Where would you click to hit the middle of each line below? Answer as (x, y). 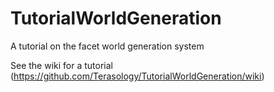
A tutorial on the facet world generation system (107, 46)
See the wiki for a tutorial (61, 65)
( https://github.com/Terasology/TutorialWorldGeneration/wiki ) (137, 76)
